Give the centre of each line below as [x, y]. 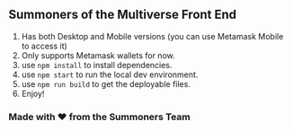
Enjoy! [33, 93]
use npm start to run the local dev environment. [110, 74]
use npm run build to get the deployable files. [106, 83]
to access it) [44, 46]
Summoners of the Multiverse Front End [123, 15]
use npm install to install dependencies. [97, 65]
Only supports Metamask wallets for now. [98, 55]
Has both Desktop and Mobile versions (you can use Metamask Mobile [152, 36]
